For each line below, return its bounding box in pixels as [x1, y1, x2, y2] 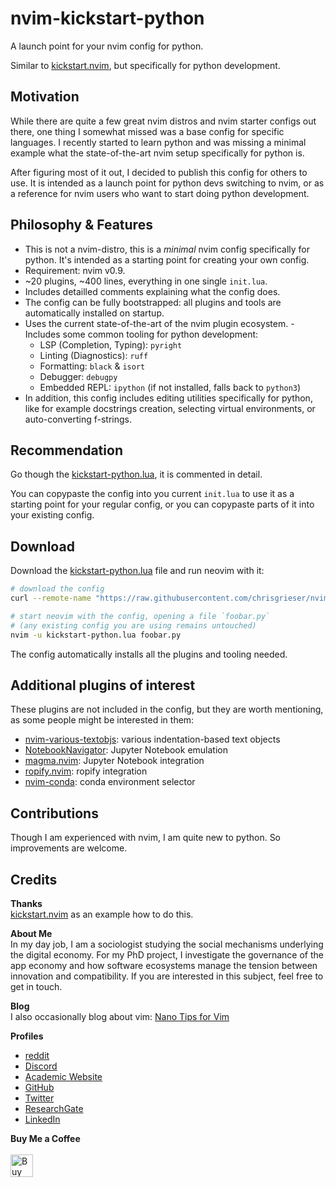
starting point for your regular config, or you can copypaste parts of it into [10, 498, 315, 511]
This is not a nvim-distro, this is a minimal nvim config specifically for [24, 243, 310, 255]
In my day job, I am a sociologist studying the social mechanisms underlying [10, 938, 324, 950]
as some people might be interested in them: [10, 714, 195, 726]
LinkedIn [24, 1113, 61, 1125]
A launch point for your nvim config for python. [10, 40, 204, 52]
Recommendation [10, 442, 123, 459]
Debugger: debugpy [39, 370, 118, 382]
